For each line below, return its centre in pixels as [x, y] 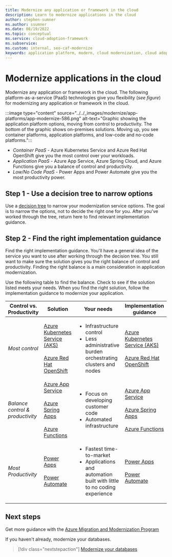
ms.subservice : [21, 44]
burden [94, 352]
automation [99, 475]
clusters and [100, 365]
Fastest [94, 449]
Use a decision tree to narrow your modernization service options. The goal [85, 206]
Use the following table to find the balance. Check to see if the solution [80, 283]
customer [97, 406]
